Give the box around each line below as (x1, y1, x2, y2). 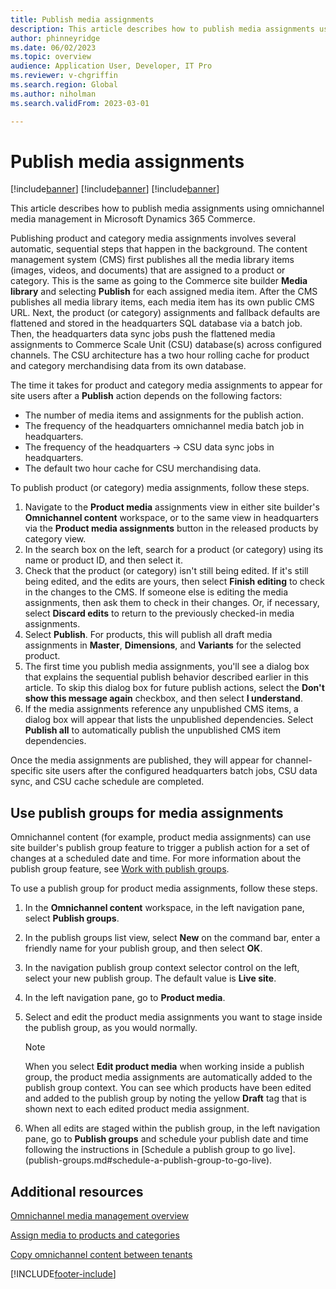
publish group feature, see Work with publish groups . (10, 863, 230, 875)
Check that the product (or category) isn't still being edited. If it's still (24, 565, 309, 577)
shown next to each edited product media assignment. (24, 1103, 250, 1115)
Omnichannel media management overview (10, 1210, 190, 1222)
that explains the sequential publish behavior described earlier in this (24, 671, 309, 683)
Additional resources (10, 1183, 144, 1200)
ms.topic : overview (10, 52, 92, 62)
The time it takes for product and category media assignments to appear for (10, 379, 323, 391)
